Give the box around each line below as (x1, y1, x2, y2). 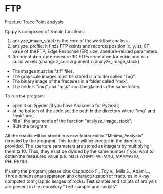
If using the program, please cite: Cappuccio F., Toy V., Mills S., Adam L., (5, 168, 151, 174)
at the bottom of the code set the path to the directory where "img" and (12, 108, 156, 114)
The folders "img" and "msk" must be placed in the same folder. (12, 83, 141, 89)
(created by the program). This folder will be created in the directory (5, 137, 142, 144)
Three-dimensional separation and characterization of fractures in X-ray (5, 173, 150, 179)
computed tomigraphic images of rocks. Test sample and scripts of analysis (5, 178, 157, 184)
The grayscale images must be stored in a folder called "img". (12, 73, 136, 79)
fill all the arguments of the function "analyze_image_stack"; (12, 118, 133, 124)
